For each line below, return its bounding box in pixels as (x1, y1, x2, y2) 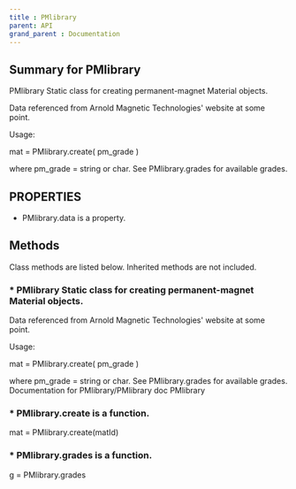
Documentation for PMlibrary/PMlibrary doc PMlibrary (9, 386, 206, 396)
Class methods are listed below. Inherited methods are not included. (9, 262, 257, 272)
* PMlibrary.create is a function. (9, 408, 150, 420)
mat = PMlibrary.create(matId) (9, 427, 119, 438)
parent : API (9, 21, 53, 30)
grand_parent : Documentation (9, 29, 121, 38)
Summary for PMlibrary (9, 62, 141, 77)
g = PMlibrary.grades (9, 470, 87, 480)
